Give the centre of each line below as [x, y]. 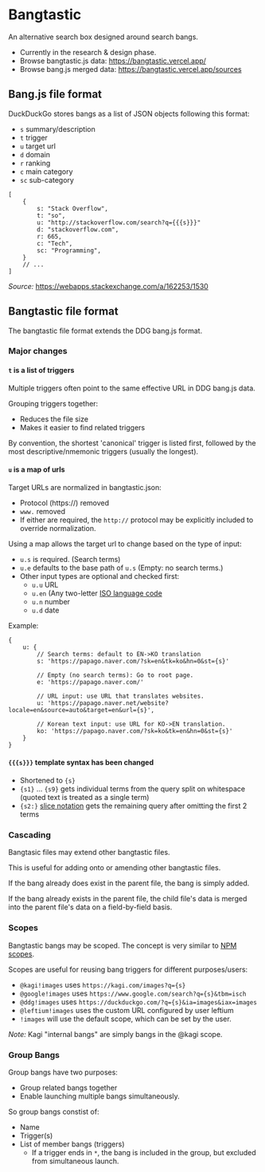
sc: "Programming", [69, 250]
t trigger [33, 137]
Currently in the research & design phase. [88, 52]
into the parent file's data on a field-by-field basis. [90, 907]
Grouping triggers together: [53, 403]
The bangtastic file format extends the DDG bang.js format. [105, 331]
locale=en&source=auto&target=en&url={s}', [82, 710]
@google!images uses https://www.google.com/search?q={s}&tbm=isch [133, 993]
